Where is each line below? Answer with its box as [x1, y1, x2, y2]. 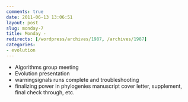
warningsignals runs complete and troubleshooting [14, 76, 139, 83]
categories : [6, 42, 36, 48]
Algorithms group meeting [14, 63, 79, 71]
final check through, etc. [14, 88, 75, 95]
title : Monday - [6, 31, 46, 37]
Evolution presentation [14, 69, 70, 77]
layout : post [6, 20, 39, 26]
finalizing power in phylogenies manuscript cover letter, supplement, [14, 82, 183, 90]
